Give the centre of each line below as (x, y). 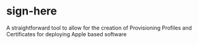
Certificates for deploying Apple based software (67, 34)
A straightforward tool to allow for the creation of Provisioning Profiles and (99, 28)
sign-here (32, 11)
